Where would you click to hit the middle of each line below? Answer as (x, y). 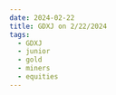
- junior (34, 52)
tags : (19, 34)
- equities (38, 77)
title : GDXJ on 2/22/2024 (58, 26)
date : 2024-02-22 (42, 18)
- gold (30, 60)
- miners (34, 69)
